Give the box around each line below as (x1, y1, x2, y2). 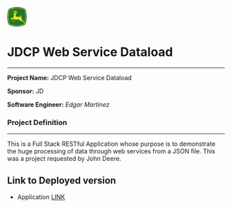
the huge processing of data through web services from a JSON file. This (7, 147, 215, 155)
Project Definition (7, 117, 68, 127)
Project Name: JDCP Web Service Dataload (7, 73, 133, 82)
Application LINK (17, 193, 66, 201)
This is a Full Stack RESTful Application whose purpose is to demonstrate (7, 140, 216, 148)
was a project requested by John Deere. (7, 155, 122, 163)
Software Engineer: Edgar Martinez (7, 100, 110, 108)
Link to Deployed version (7, 174, 116, 186)
